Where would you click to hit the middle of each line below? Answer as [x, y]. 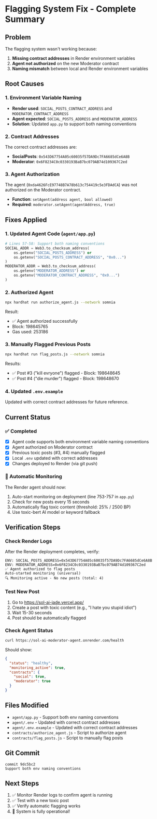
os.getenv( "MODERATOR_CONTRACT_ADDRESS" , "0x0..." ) [67, 276]
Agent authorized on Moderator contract [52, 447]
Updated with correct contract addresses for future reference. [67, 402]
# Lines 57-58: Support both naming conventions [55, 244]
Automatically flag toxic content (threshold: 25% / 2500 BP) [71, 507]
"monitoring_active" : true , [38, 668]
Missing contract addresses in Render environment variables [73, 58]
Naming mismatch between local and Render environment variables [80, 69]
